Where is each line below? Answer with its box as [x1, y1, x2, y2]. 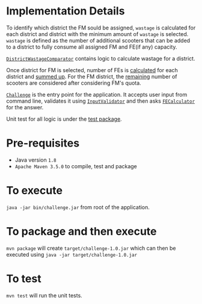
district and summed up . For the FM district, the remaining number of [6, 73, 177, 80]
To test [6, 272, 41, 285]
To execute [6, 184, 63, 198]
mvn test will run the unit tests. [6, 291, 82, 299]
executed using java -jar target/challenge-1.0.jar [6, 251, 137, 258]
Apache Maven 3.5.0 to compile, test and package [14, 162, 137, 169]
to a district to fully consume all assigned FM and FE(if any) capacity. [6, 43, 177, 50]
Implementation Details [6, 4, 125, 18]
